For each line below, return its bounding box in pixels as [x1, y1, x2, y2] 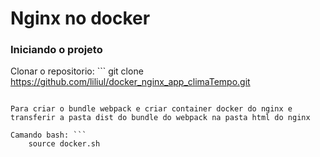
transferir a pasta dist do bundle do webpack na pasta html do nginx [10, 113, 311, 123]
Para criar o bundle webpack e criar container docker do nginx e [10, 104, 293, 114]
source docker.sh [28, 139, 101, 149]
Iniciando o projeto [10, 43, 103, 57]
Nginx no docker [10, 7, 151, 30]
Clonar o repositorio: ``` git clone [10, 65, 144, 77]
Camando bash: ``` [10, 130, 87, 141]
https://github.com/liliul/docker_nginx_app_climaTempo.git [10, 76, 251, 88]
